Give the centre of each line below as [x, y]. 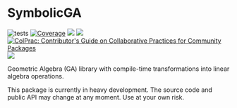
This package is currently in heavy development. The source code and [110, 90]
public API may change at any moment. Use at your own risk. [96, 97]
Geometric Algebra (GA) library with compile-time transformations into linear [119, 69]
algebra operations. [36, 76]
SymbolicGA [45, 13]
